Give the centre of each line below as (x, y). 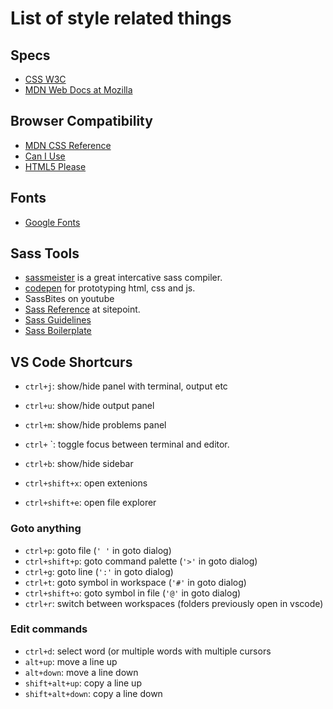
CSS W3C (45, 79)
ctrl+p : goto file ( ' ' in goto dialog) (98, 550)
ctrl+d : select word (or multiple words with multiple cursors (148, 651)
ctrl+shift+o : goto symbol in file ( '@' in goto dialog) (133, 593)
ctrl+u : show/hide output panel (89, 406)
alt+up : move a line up (71, 661)
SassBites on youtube (69, 299)
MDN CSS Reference (68, 145)
